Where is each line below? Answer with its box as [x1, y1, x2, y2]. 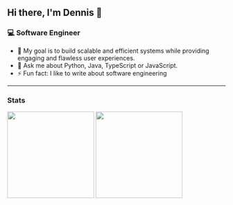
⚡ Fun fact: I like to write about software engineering [17, 69, 168, 77]
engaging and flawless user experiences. [17, 53, 135, 62]
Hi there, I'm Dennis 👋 [7, 7, 103, 19]
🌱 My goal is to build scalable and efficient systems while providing [17, 46, 209, 55]
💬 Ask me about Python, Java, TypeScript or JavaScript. [17, 61, 178, 69]
